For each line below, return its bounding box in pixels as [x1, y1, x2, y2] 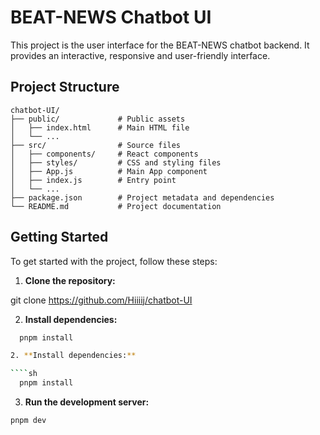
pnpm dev [10, 416, 47, 426]
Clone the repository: [24, 274, 116, 286]
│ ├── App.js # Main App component [10, 166, 208, 176]
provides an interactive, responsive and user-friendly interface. [10, 49, 271, 61]
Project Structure [10, 79, 120, 96]
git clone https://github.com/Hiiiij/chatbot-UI [10, 294, 193, 306]
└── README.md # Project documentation [10, 201, 222, 211]
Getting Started [10, 229, 109, 246]
